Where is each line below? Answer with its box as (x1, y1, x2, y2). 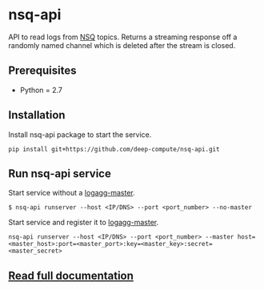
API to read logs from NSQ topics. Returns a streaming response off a (8, 32, 238, 42)
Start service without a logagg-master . (8, 188, 135, 198)
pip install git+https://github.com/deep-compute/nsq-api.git (8, 145, 220, 153)
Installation (8, 108, 66, 122)
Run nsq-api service (8, 167, 112, 180)
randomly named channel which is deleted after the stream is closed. (8, 40, 236, 50)
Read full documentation (8, 268, 134, 282)
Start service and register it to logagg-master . (8, 218, 159, 228)
